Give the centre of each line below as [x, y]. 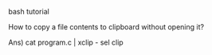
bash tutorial [29, 12]
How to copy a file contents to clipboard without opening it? [106, 27]
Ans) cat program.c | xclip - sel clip [66, 42]
